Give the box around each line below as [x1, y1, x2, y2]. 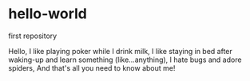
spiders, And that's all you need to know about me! [8, 63, 176, 72]
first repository [8, 31, 58, 40]
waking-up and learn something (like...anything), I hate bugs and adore [8, 55, 242, 64]
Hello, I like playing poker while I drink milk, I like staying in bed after [8, 46, 233, 56]
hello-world [8, 5, 88, 23]
